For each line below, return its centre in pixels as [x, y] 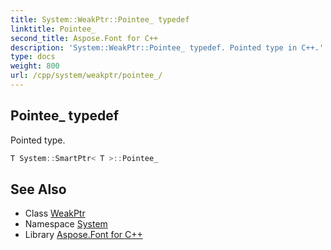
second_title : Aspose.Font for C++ [84, 38]
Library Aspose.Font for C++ [83, 235]
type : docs [33, 57]
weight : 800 [35, 66]
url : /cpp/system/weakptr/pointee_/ [86, 76]
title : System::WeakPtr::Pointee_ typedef [100, 19]
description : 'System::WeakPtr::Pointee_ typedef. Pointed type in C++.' [167, 47]
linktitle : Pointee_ [53, 29]
